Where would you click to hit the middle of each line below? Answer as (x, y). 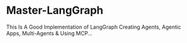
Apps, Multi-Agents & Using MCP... (49, 33)
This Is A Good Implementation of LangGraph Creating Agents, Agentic (94, 27)
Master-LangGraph (55, 10)
